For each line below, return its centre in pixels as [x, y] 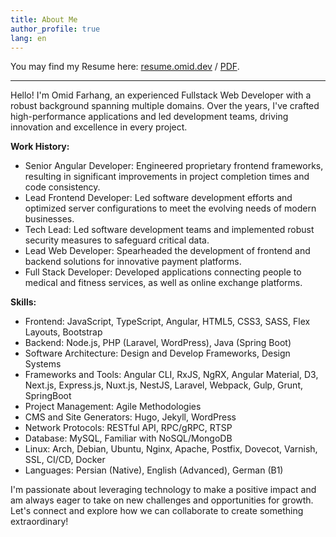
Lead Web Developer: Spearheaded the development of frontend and [167, 251]
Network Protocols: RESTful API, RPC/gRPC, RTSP [128, 428]
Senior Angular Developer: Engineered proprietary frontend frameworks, [174, 166]
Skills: [23, 302]
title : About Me [44, 19]
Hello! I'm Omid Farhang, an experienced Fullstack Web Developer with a [161, 95]
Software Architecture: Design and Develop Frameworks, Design [157, 353]
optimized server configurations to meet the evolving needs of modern [170, 208]
